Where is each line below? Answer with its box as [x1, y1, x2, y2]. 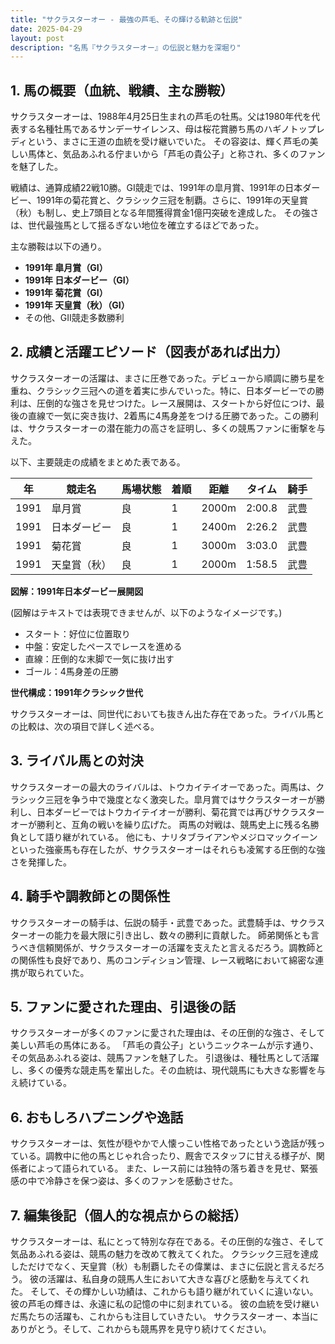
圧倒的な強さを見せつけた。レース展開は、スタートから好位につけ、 [36, 397, 317, 409]
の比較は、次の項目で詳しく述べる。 [10, 720, 160, 732]
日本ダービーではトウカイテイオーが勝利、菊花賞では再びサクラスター [36, 806, 325, 818]
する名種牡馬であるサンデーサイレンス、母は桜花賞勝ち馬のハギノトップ [18, 123, 317, 135]
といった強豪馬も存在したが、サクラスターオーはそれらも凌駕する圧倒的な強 [10, 843, 326, 855]
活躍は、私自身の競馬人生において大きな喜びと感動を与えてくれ [47, 1272, 310, 1285]
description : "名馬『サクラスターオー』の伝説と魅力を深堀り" [10, 42, 242, 53]
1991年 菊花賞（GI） [24, 287, 108, 299]
